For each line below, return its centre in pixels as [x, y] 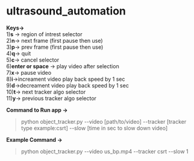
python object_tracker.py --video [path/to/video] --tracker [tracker [104, 121]
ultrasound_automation [66, 11]
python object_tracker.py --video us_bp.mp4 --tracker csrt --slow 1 [105, 151]
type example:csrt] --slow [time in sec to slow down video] [94, 128]
